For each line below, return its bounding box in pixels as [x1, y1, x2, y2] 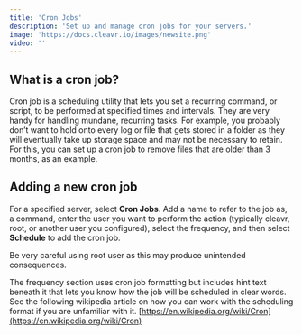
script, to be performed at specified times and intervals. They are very [9, 106, 270, 116]
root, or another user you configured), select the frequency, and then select [9, 222, 290, 233]
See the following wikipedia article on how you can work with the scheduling [9, 295, 294, 307]
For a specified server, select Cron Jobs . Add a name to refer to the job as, [9, 203, 288, 214]
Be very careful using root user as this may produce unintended [9, 249, 246, 260]
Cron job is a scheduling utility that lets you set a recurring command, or [9, 96, 278, 107]
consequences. [9, 259, 68, 270]
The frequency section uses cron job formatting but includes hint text [9, 276, 267, 287]
